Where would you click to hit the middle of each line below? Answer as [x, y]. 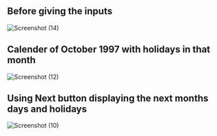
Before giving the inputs [60, 11]
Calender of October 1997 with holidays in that [109, 50]
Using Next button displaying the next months [108, 99]
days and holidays [47, 109]
